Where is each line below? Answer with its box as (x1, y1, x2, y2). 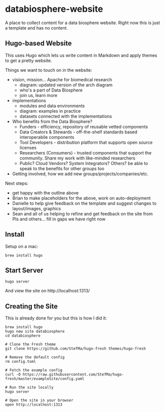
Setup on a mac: (5, 243, 38, 249)
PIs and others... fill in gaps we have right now (12, 216, 106, 222)
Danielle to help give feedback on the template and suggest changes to (12, 200, 157, 206)
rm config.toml (5, 359, 36, 364)
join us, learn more (19, 92, 57, 98)
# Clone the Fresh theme (5, 342, 56, 347)
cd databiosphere (5, 333, 41, 338)
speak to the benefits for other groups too (19, 165, 105, 171)
